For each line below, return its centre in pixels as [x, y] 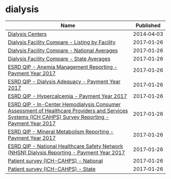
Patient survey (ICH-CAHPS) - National [55, 161]
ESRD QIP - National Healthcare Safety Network [66, 146]
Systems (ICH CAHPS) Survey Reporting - [59, 117]
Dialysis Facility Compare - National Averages [63, 50]
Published [148, 25]
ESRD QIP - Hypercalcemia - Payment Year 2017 [67, 96]
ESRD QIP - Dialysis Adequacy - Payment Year [64, 81]
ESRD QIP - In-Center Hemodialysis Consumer [64, 104]
